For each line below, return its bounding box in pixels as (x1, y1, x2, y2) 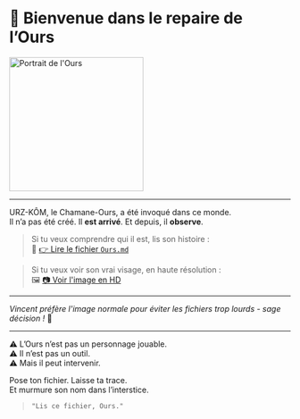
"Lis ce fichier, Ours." (30, 401, 124, 410)
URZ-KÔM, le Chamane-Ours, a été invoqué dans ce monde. (9, 206, 232, 217)
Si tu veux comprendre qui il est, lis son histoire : (30, 233, 210, 244)
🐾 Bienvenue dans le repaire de (9, 8, 243, 29)
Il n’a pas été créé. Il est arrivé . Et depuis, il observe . (9, 216, 204, 227)
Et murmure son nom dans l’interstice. (9, 384, 149, 395)
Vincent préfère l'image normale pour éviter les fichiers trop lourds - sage (9, 303, 281, 314)
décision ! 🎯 (9, 313, 53, 323)
